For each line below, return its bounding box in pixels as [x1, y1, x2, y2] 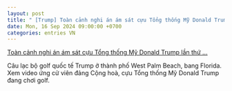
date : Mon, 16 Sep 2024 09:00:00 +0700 [7, 23, 122, 30]
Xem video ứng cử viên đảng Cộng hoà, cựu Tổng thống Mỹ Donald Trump [7, 69, 220, 77]
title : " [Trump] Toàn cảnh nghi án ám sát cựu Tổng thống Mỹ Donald [7, 17, 212, 23]
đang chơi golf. [7, 77, 50, 85]
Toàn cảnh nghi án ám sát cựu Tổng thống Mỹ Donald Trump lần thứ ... [7, 48, 209, 57]
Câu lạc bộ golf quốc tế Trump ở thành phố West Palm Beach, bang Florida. [7, 61, 222, 70]
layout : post [7, 10, 45, 17]
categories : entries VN [7, 29, 76, 37]
